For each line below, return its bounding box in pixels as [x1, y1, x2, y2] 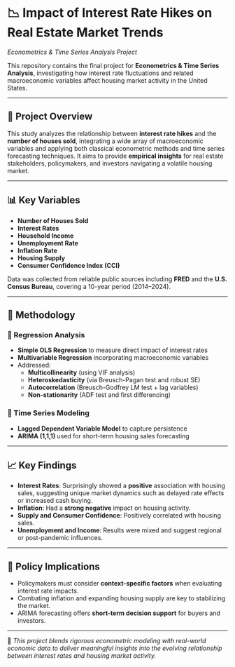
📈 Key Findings [7, 459, 77, 471]
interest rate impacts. [17, 586, 79, 595]
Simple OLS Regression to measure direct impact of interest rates [17, 346, 208, 354]
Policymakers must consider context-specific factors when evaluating [17, 579, 222, 588]
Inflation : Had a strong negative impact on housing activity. [17, 504, 191, 512]
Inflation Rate [17, 246, 58, 255]
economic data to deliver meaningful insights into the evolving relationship [7, 644, 222, 652]
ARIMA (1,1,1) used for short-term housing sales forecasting [17, 431, 190, 440]
